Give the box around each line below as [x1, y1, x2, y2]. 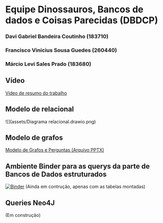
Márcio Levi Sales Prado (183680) [5, 60, 92, 67]
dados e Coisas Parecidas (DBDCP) [5, 14, 158, 26]
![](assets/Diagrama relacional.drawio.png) [5, 118, 96, 124]
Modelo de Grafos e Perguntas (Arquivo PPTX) [5, 147, 104, 153]
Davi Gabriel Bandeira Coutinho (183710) [5, 33, 109, 40]
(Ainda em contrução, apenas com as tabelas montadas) [25, 183, 146, 190]
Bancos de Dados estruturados [5, 170, 107, 178]
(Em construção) [5, 212, 41, 218]
